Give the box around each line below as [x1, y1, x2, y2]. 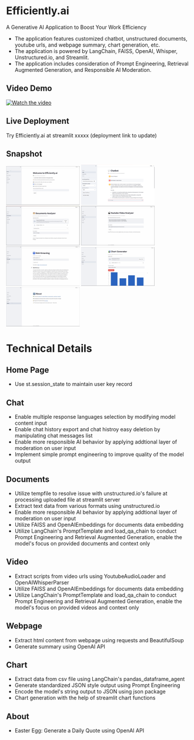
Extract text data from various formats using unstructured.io [14, 502, 160, 509]
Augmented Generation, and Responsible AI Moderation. [14, 66, 152, 73]
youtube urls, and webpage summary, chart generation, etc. [14, 41, 160, 48]
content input [14, 419, 47, 427]
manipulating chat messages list [14, 432, 93, 440]
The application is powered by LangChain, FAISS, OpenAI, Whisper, [14, 47, 178, 54]
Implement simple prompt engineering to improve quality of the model [14, 451, 184, 458]
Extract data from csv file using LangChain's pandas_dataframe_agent [14, 676, 185, 683]
